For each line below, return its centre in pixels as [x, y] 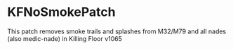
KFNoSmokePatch [61, 12]
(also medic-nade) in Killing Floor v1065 [65, 38]
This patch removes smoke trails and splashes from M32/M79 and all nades [117, 31]
